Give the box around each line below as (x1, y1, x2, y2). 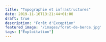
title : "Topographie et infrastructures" (5, 7, 91, 12)
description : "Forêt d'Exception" (5, 20, 76, 26)
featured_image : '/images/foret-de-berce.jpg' (5, 25, 102, 30)
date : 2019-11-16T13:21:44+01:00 (5, 12, 74, 16)
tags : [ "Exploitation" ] (5, 29, 54, 34)
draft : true (5, 16, 29, 21)
